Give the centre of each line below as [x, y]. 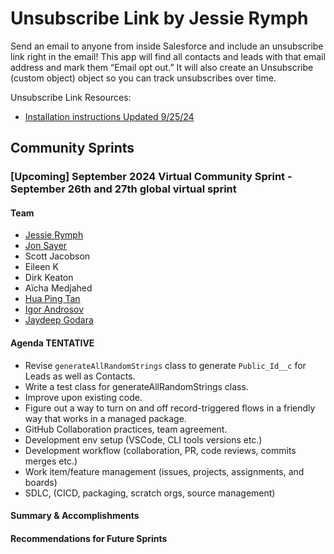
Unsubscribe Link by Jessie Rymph [159, 18]
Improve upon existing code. [83, 397]
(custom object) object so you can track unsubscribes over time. [143, 78]
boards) [41, 482]
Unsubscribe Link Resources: [71, 97]
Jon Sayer [46, 246]
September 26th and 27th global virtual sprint [123, 189]
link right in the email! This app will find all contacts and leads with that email [168, 56]
